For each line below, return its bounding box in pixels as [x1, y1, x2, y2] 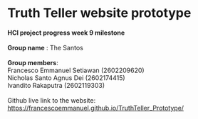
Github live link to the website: [7, 96, 96, 104]
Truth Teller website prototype [7, 5, 192, 21]
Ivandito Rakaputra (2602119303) [7, 81, 105, 89]
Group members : [7, 58, 58, 67]
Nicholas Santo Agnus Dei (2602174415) [7, 73, 126, 82]
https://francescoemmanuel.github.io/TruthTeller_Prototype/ [7, 103, 184, 112]
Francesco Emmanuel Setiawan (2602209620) [7, 66, 145, 74]
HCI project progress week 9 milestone [7, 28, 125, 37]
